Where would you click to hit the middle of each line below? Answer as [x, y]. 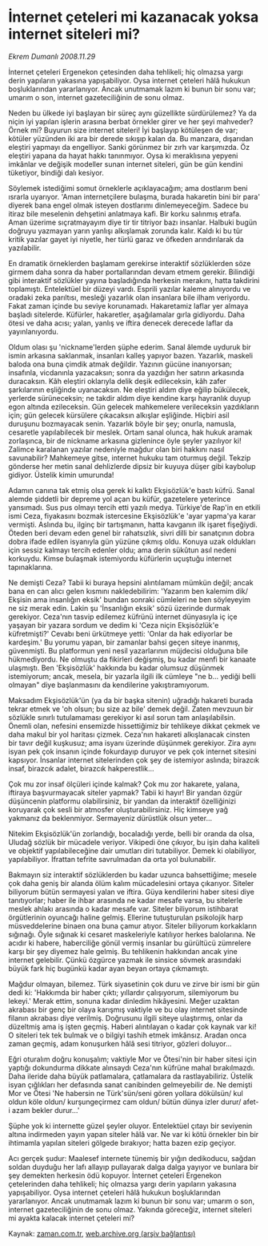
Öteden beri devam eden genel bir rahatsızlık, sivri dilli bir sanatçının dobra [131, 532]
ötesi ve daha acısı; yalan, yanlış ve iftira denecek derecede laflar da [121, 323]
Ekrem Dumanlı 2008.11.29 [52, 56]
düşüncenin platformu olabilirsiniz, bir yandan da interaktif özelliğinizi [122, 801]
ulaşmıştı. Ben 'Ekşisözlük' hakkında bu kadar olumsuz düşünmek [116, 667]
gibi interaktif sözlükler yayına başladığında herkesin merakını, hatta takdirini [134, 280]
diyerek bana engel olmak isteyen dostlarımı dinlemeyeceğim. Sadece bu [128, 205]
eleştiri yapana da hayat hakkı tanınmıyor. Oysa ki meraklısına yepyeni [123, 156]
